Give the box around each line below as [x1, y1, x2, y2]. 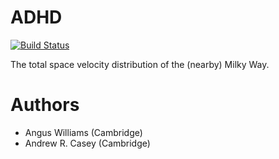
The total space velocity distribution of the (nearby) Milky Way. [10, 58, 270, 70]
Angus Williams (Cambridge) [24, 126, 143, 138]
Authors [10, 94, 80, 116]
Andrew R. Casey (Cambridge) [24, 137, 151, 149]
